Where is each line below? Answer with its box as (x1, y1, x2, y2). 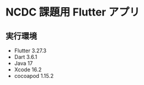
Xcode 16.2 (14, 66, 42, 73)
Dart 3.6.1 (14, 53, 37, 60)
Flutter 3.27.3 (14, 47, 47, 54)
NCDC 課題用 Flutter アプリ (5, 5, 140, 19)
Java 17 (14, 60, 33, 67)
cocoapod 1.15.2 (14, 73, 54, 79)
